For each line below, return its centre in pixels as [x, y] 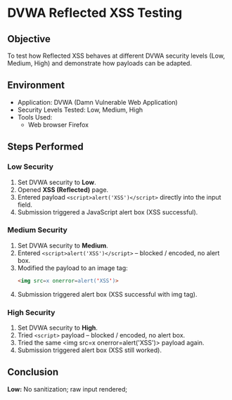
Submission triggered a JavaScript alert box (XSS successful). [108, 212]
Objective [29, 39]
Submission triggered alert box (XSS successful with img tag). [108, 294]
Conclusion [33, 372]
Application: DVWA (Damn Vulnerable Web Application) [97, 102]
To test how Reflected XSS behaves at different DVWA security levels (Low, [116, 56]
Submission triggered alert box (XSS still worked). [89, 350]
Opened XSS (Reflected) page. [63, 189]
